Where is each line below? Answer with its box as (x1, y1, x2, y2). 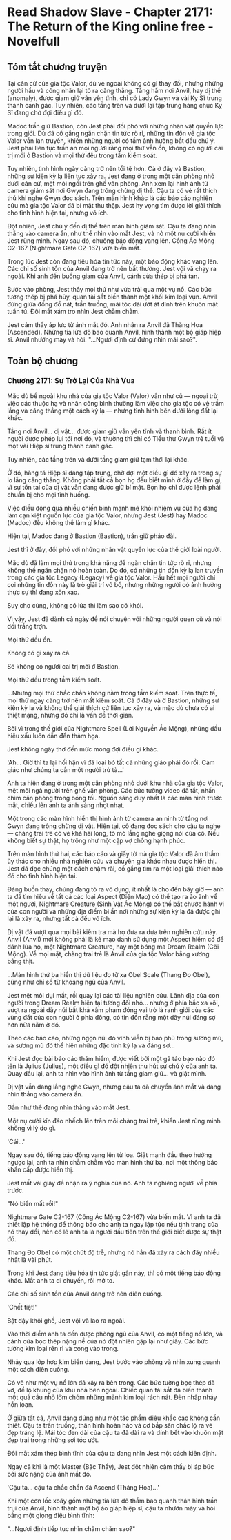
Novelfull (7, 34, 61, 49)
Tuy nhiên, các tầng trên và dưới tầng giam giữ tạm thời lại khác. (7, 455, 190, 463)
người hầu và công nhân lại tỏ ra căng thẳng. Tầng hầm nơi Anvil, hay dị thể (7, 87, 221, 95)
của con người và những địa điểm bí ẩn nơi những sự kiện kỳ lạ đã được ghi (7, 907, 221, 915)
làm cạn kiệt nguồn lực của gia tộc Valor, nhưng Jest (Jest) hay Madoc (7, 511, 208, 520)
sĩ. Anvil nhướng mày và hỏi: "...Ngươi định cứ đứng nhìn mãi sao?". (7, 335, 198, 344)
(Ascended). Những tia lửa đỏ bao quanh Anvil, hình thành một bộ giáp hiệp (7, 328, 222, 336)
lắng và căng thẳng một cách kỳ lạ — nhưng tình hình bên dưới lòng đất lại (7, 406, 219, 415)
